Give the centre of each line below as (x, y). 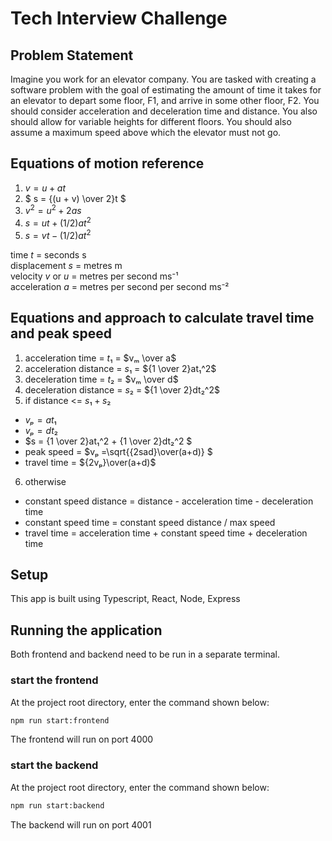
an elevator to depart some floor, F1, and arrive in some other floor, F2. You (165, 100)
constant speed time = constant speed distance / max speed (150, 522)
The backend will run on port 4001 (81, 824)
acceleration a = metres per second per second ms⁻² (120, 286)
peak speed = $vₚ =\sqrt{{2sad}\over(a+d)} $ (118, 451)
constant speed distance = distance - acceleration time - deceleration (169, 501)
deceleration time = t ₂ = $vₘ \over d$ (101, 379)
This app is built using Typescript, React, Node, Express (125, 599)
